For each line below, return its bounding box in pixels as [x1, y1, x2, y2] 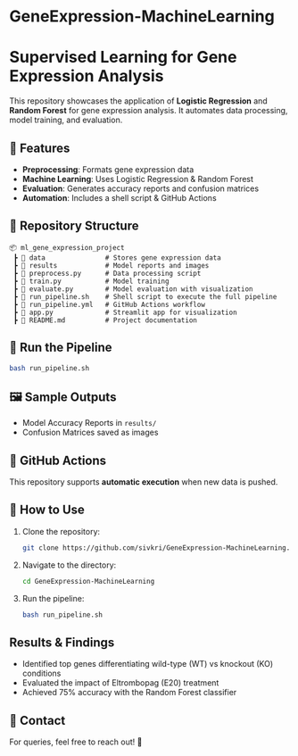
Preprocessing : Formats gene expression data [21, 163, 195, 175]
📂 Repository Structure [9, 219, 139, 234]
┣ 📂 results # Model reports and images [12, 261, 210, 270]
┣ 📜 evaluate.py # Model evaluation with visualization [12, 284, 253, 294]
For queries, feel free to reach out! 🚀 [9, 736, 143, 747]
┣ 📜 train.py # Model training [12, 277, 170, 286]
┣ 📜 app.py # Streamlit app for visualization [12, 308, 238, 317]
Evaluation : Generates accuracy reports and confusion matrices [21, 183, 260, 194]
